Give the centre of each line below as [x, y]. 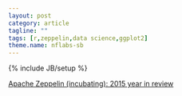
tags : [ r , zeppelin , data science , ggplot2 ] [78, 38]
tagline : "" [28, 30]
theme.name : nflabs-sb [46, 46]
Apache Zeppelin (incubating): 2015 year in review [91, 84]
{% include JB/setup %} [48, 68]
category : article [39, 23]
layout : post [30, 16]
